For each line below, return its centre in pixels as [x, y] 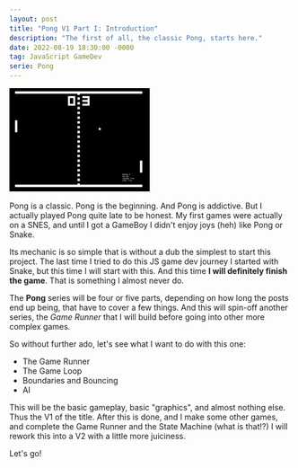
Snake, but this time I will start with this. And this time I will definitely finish [149, 271]
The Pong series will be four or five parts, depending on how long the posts [149, 298]
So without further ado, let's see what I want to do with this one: [128, 344]
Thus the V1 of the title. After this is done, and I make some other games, [144, 417]
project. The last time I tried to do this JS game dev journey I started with [144, 261]
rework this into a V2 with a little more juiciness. [97, 436]
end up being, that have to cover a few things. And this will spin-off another [149, 307]
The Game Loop [52, 371]
